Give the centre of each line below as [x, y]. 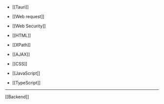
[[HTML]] [21, 35]
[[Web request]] [28, 16]
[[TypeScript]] [26, 83]
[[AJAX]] [21, 54]
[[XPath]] [21, 45]
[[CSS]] [20, 64]
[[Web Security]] [29, 26]
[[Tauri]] [20, 7]
